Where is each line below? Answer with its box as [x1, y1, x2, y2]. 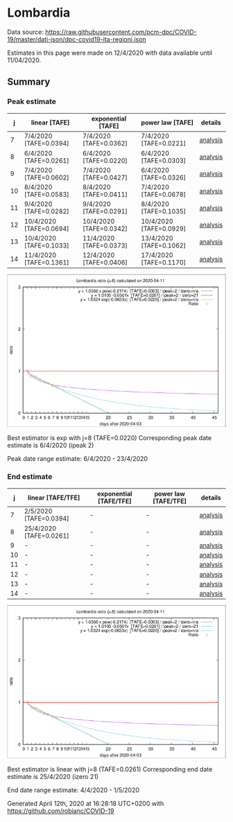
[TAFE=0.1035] [141, 207, 187, 216]
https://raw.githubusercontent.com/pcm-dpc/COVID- [44, 28, 198, 36]
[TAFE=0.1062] [141, 241, 187, 250]
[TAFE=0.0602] [24, 173, 69, 182]
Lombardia [7, 5, 71, 21]
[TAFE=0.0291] [82, 207, 128, 216]
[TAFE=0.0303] [141, 156, 187, 164]
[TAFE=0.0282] [24, 207, 69, 216]
